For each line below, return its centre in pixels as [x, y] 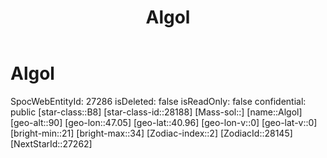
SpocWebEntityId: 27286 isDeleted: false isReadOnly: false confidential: [158, 101]
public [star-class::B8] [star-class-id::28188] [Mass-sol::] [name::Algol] [156, 112]
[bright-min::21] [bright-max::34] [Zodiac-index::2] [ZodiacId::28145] [151, 133]
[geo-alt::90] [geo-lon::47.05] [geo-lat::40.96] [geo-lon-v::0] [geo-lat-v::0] [164, 122]
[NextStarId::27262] [51, 143]
